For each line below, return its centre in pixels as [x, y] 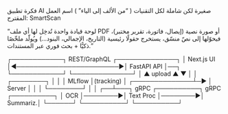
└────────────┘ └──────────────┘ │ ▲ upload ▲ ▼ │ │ [102, 73]
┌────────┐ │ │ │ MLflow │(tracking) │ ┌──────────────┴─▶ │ [110, 81]
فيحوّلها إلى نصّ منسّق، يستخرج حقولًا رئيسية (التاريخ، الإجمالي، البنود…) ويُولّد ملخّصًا [114, 38]
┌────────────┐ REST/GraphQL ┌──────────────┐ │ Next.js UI [111, 59]
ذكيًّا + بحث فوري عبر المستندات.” [50, 46]
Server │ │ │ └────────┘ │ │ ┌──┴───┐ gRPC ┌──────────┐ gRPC [114, 88]
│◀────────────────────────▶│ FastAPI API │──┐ [94, 66]
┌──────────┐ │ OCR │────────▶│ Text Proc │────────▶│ [106, 95]
